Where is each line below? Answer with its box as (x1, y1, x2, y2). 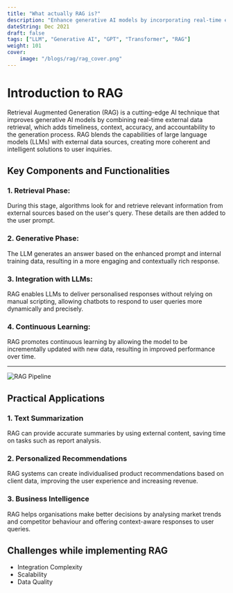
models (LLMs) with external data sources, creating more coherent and (7, 137, 210, 146)
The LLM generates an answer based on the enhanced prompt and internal (7, 249, 222, 257)
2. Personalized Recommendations (7, 454, 128, 463)
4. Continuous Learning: (7, 322, 91, 332)
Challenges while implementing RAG (7, 544, 169, 556)
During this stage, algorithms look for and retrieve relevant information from (7, 202, 223, 210)
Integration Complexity (17, 563, 83, 571)
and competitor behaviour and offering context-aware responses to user (7, 517, 214, 526)
